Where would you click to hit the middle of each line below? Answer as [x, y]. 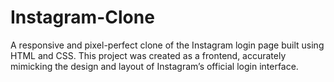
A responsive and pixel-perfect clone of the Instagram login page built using [167, 45]
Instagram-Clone [82, 17]
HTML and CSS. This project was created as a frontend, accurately [148, 55]
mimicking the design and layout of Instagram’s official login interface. [154, 66]
